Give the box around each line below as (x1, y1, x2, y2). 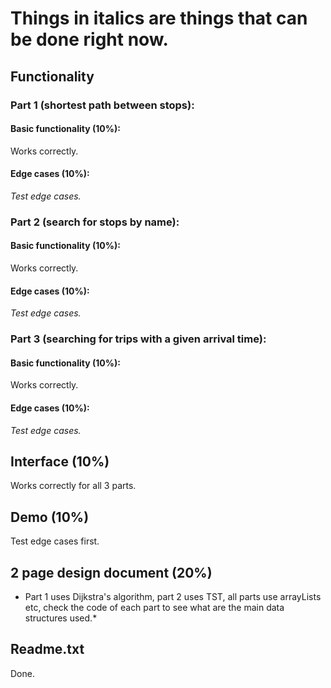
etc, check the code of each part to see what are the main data (24, 602, 285, 613)
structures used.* (24, 612, 98, 624)
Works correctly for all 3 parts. (10, 480, 137, 492)
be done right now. (10, 28, 169, 51)
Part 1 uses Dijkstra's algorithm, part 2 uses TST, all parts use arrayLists (24, 591, 322, 602)
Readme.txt (10, 641, 85, 658)
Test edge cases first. (10, 535, 100, 547)
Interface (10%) (10, 453, 110, 470)
